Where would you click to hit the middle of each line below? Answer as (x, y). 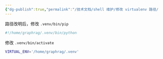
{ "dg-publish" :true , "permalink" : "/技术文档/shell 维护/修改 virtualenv (76, 9)
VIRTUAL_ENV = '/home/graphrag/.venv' (42, 52)
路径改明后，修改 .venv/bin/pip (37, 24)
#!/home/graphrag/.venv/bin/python (41, 33)
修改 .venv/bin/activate (30, 42)
